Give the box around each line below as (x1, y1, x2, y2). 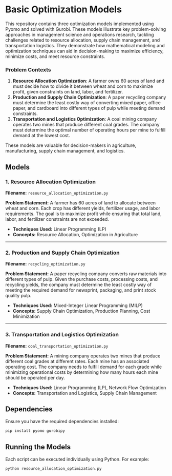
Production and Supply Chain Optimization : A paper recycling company (12, 94, 166, 101)
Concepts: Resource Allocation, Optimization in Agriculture (12, 231, 138, 237)
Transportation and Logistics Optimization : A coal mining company (12, 116, 157, 122)
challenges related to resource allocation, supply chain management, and (5, 37, 160, 43)
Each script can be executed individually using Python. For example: (5, 456, 149, 463)
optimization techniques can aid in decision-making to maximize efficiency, (5, 48, 164, 54)
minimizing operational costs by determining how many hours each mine (5, 369, 159, 375)
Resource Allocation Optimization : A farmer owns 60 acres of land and (12, 78, 165, 84)
